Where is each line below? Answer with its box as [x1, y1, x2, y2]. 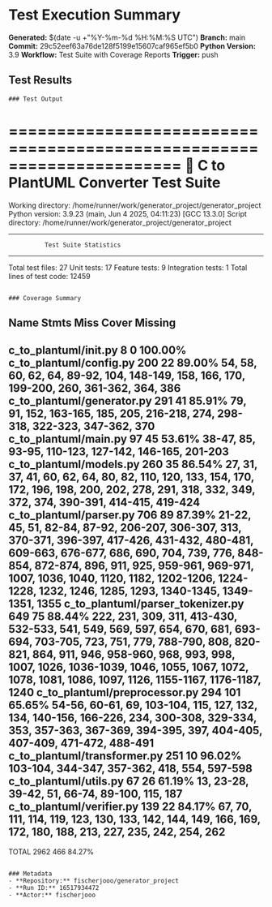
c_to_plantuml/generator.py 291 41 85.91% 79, [8, 394, 247, 408]
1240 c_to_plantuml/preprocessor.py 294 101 [8, 686, 241, 699]
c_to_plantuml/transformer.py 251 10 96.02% [8, 749, 242, 763]
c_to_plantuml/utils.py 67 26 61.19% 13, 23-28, [8, 775, 249, 789]
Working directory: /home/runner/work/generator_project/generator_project [8, 200, 261, 210]
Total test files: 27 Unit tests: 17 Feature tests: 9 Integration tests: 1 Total [8, 262, 248, 273]
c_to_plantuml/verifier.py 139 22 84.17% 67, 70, [8, 800, 253, 814]
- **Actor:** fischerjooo [8, 891, 96, 899]
